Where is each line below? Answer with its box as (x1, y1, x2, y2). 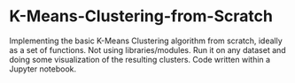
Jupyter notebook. (9, 64, 77, 74)
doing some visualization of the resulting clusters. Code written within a (9, 54, 271, 64)
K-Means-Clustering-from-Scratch (9, 6, 273, 26)
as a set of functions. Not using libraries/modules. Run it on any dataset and (9, 44, 286, 55)
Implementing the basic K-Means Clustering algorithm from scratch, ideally (9, 35, 283, 46)
